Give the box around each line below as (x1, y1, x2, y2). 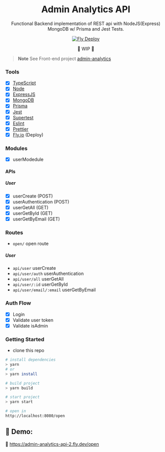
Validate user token (12, 317, 54, 323)
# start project (5, 394, 40, 400)
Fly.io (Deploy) (12, 132, 43, 138)
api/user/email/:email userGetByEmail (12, 287, 96, 293)
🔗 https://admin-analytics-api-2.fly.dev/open (5, 441, 100, 447)
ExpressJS (12, 91, 36, 97)
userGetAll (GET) (12, 204, 49, 210)
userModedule (12, 157, 44, 163)
